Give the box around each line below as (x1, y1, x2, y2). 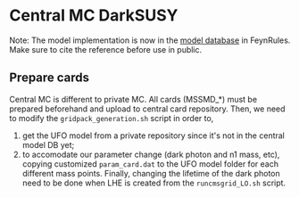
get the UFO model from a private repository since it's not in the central (21, 130, 286, 141)
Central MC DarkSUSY (9, 5, 179, 26)
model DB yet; (21, 139, 75, 150)
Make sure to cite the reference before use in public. (9, 44, 203, 54)
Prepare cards (9, 70, 90, 86)
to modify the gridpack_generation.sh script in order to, (9, 112, 214, 123)
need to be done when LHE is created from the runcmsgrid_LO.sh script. (21, 177, 287, 188)
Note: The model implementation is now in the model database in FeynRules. (9, 35, 291, 45)
